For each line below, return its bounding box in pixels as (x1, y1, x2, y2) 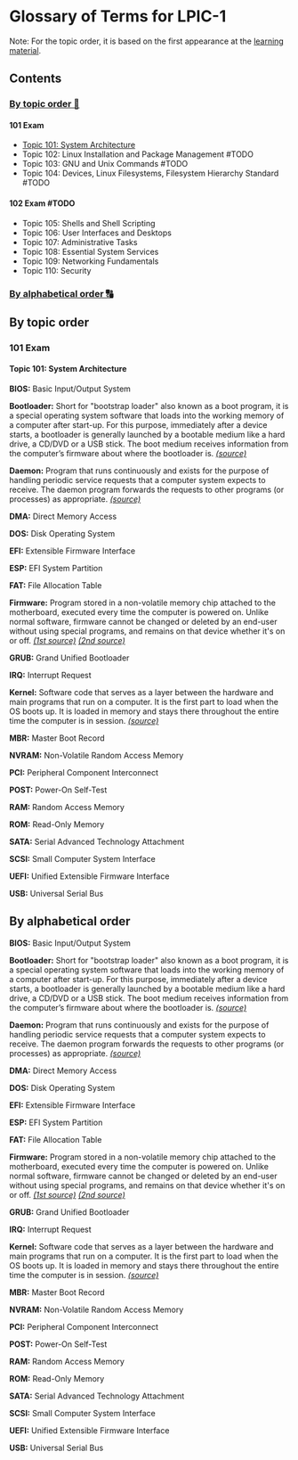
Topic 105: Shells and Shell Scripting (21, 217, 156, 228)
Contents (9, 71, 62, 86)
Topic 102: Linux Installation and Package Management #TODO (21, 149, 254, 160)
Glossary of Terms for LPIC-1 (9, 6, 227, 27)
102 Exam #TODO (9, 198, 76, 209)
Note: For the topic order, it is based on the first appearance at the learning (9, 36, 285, 46)
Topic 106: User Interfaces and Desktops (21, 227, 172, 238)
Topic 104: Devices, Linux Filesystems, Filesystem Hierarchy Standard (21, 168, 279, 179)
